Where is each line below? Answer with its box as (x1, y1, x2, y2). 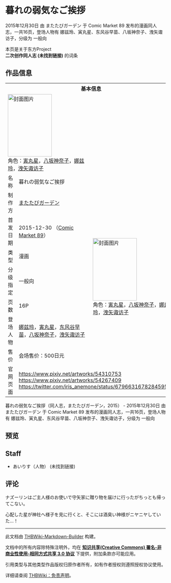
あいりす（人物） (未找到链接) (12, 463, 75, 469)
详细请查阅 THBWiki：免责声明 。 (5, 572, 74, 578)
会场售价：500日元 (18, 352, 65, 359)
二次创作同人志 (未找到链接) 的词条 (5, 52, 78, 59)
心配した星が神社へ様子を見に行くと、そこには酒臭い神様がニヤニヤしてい (5, 511, 161, 517)
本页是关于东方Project (5, 46, 52, 52)
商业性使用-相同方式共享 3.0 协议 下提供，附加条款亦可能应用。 (5, 550, 138, 556)
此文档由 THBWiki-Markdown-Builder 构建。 (5, 533, 98, 539)
